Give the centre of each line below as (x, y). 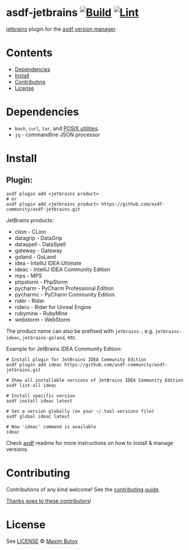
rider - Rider (30, 301)
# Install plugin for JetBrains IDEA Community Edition (76, 359)
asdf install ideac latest (39, 401)
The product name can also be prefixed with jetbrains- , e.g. (80, 331)
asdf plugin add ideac (34, 365)
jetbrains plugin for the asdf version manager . (61, 29)
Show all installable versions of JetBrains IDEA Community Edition (97, 380)
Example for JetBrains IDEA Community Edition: (64, 349)
